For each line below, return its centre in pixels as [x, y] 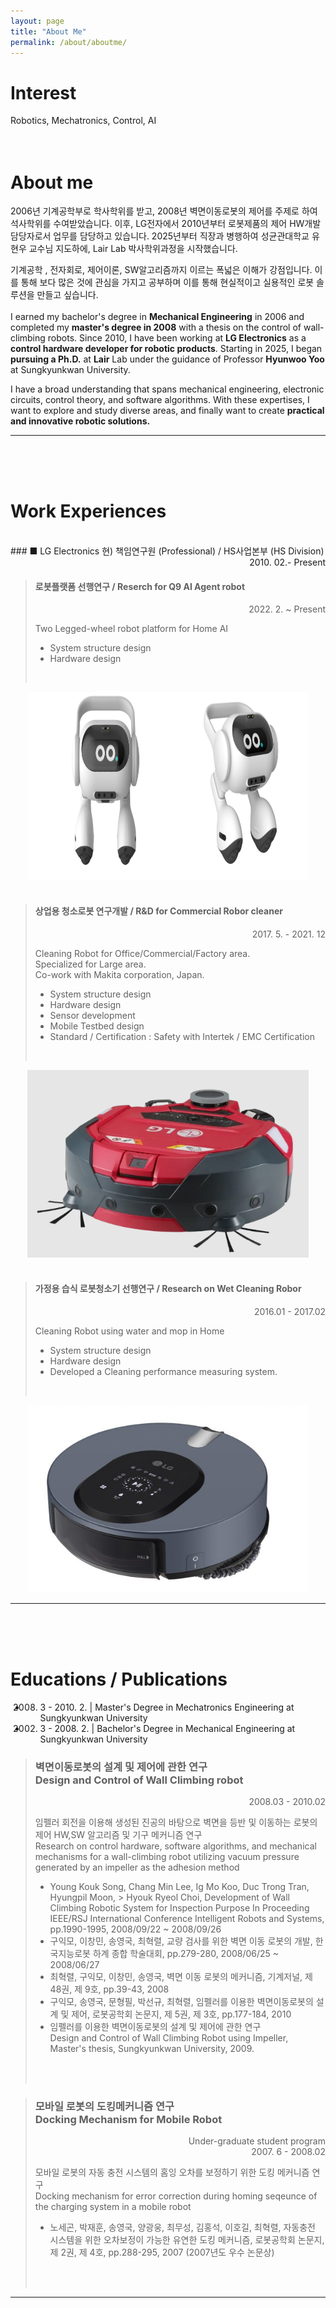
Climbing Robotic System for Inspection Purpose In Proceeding [179, 1908]
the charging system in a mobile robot [113, 2207]
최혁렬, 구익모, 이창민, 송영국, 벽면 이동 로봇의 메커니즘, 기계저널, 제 [181, 1977]
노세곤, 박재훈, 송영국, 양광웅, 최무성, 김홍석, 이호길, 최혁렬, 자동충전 [182, 2227]
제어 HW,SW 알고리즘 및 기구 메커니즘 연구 [118, 1835]
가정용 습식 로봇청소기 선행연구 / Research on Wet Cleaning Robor [168, 1289]
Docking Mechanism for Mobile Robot [128, 2119]
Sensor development [92, 1015]
